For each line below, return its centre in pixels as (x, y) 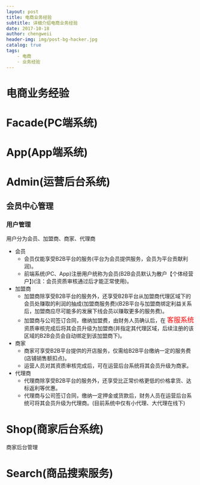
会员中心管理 (30, 206)
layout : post (22, 12)
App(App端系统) (47, 152)
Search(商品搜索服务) (60, 474)
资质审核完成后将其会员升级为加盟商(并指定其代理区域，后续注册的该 (109, 328)
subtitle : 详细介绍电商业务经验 (42, 23)
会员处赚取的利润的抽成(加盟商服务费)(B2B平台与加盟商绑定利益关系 (108, 303)
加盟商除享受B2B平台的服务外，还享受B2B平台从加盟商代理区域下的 (107, 296)
